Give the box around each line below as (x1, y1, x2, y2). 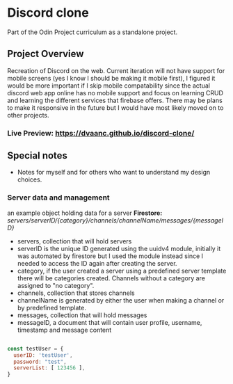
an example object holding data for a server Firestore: (7, 209, 163, 217)
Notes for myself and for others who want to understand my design (17, 168, 211, 177)
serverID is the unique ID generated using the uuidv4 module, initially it (17, 244, 221, 253)
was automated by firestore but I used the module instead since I (17, 252, 204, 260)
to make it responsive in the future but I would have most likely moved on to (7, 103, 224, 112)
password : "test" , (13, 358, 67, 365)
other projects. (7, 111, 50, 119)
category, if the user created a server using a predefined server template (17, 266, 227, 275)
